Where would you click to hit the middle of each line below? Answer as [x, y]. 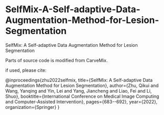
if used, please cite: [26, 70]
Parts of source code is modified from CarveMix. [57, 60]
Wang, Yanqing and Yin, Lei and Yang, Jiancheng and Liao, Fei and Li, [78, 91]
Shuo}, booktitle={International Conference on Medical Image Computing [82, 96]
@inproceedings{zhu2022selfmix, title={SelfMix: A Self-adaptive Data [79, 80]
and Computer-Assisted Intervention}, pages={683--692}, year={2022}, [81, 102]
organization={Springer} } [32, 107]
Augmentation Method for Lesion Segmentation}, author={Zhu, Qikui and [82, 85]
